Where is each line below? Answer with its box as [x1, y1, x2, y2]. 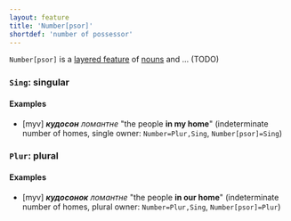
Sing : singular [9, 77, 69, 89]
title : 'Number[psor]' [9, 21, 93, 30]
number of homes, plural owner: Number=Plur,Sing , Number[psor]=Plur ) [21, 201, 281, 212]
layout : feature [9, 12, 69, 22]
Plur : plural [9, 150, 60, 162]
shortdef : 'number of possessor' [9, 29, 133, 38]
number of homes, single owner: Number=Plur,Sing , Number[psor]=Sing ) [21, 127, 283, 138]
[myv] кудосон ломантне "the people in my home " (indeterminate [21, 118, 269, 129]
